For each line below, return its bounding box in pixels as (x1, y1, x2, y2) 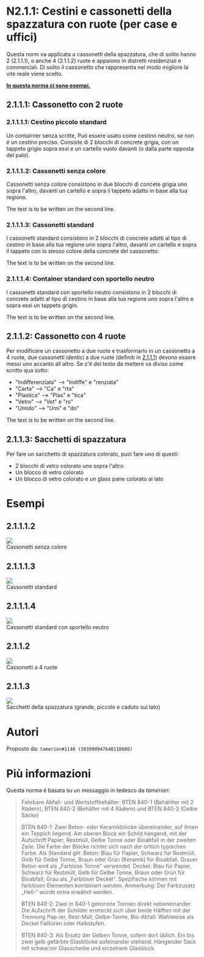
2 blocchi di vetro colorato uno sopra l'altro (15, 462, 124, 470)
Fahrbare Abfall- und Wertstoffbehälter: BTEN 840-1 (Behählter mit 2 (21, 799, 194, 806)
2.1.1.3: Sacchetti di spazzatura (6, 434, 127, 445)
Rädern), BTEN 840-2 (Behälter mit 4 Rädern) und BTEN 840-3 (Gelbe (21, 805, 198, 813)
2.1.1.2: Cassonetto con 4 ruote (6, 331, 126, 341)
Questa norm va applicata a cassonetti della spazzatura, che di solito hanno (6, 50, 197, 57)
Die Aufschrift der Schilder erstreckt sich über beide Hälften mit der (21, 907, 191, 914)
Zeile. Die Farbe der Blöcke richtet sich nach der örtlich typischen (21, 843, 186, 851)
